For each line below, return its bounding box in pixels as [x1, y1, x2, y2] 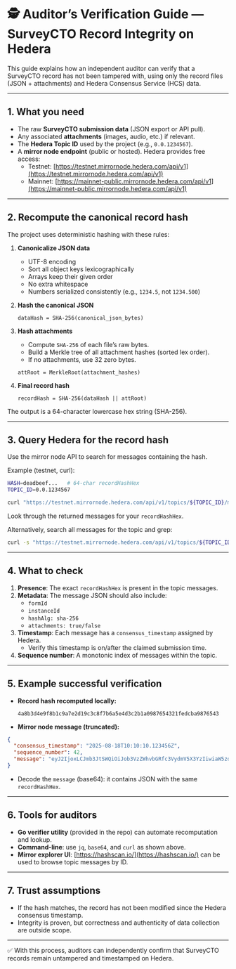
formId [27, 599, 48, 607]
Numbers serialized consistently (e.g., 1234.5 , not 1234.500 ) [27, 287, 200, 296]
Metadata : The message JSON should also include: [17, 591, 167, 599]
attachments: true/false [27, 622, 101, 630]
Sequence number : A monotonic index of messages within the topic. [17, 651, 218, 659]
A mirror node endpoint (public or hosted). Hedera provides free [17, 147, 206, 155]
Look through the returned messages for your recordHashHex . [7, 512, 184, 520]
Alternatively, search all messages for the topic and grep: [7, 526, 173, 533]
